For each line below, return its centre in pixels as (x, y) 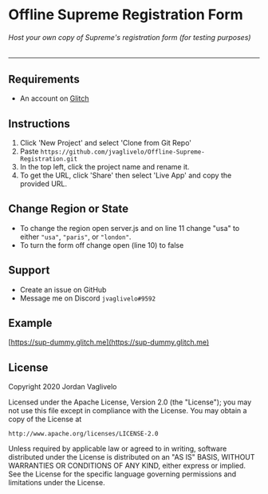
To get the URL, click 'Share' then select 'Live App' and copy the (126, 175)
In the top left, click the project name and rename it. (104, 167)
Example (30, 323)
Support (29, 271)
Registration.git (49, 159)
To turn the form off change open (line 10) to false (102, 245)
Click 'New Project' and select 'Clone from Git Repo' (106, 143)
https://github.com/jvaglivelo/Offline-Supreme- (122, 152)
